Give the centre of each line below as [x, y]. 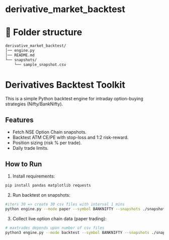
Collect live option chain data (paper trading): [59, 218]
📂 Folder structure [44, 33]
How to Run [24, 164]
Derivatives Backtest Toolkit [65, 85]
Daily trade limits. [30, 148]
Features [19, 120]
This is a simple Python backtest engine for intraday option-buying [74, 99]
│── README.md [20, 55]
